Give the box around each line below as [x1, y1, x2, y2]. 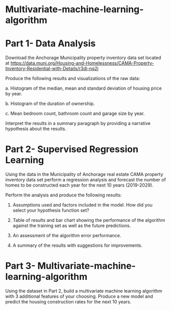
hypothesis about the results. [5, 126, 66, 132]
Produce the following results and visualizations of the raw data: [5, 75, 140, 82]
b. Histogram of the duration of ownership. [5, 100, 95, 107]
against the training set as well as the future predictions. [12, 223, 131, 229]
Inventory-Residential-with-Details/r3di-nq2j [5, 65, 99, 72]
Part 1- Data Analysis [5, 38, 96, 49]
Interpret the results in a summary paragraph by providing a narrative [5, 120, 151, 126]
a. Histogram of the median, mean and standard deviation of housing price [5, 85, 162, 91]
